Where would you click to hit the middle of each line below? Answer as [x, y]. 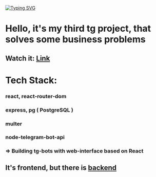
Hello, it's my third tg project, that [78, 29]
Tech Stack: [31, 80]
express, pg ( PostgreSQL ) [39, 110]
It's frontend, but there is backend [61, 168]
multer [14, 124]
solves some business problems [75, 40]
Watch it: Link [28, 58]
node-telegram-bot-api [35, 137]
